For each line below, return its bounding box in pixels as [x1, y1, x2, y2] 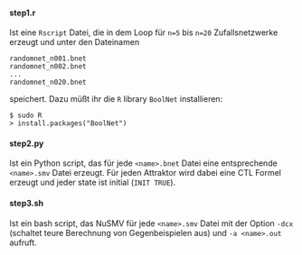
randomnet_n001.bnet [9, 54, 88, 63]
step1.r [9, 7, 36, 18]
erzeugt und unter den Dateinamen [9, 37, 140, 48]
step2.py [9, 138, 44, 149]
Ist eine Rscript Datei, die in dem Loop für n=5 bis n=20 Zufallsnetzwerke [9, 27, 278, 38]
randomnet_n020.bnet [9, 77, 88, 87]
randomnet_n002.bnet [9, 62, 88, 71]
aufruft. [9, 237, 38, 248]
